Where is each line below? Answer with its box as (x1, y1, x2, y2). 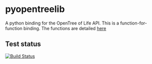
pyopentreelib (5, 3, 65, 15)
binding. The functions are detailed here (23, 25, 106, 31)
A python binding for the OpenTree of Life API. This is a (5, 20, 119, 26)
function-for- (120, 20, 147, 26)
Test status (5, 40, 41, 48)
